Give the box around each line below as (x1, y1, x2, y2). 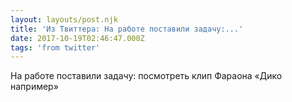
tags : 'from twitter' (10, 42, 101, 53)
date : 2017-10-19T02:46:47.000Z (10, 33, 145, 43)
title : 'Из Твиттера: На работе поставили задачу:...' (10, 24, 244, 34)
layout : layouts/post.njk (10, 14, 118, 25)
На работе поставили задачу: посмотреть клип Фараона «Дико (10, 70, 283, 82)
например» (10, 81, 59, 93)
